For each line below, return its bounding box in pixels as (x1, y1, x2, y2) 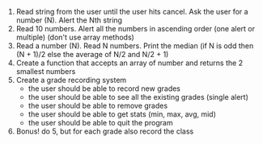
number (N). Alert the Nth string (15, 15, 123, 25)
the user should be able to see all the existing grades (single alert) (28, 93, 249, 101)
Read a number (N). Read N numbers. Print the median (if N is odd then (15, 41, 254, 51)
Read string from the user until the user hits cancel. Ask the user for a (15, 7, 248, 16)
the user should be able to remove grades (28, 101, 168, 110)
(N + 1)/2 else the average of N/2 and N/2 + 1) (15, 50, 169, 59)
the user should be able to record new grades (28, 84, 180, 93)
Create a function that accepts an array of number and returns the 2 (15, 58, 244, 68)
